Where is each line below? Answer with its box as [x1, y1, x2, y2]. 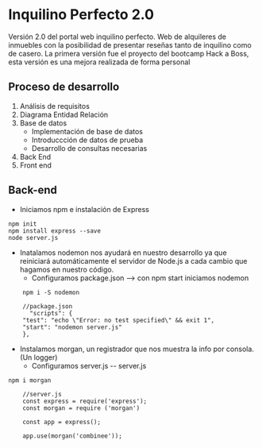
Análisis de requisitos [19, 101, 90, 110]
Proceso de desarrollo [8, 80, 120, 94]
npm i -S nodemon [22, 288, 80, 296]
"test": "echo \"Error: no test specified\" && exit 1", [22, 316, 215, 324]
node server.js [8, 234, 59, 241]
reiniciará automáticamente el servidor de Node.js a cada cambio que [19, 256, 248, 265]
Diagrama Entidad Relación [19, 110, 109, 119]
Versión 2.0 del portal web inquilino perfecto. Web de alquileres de [8, 32, 226, 41]
